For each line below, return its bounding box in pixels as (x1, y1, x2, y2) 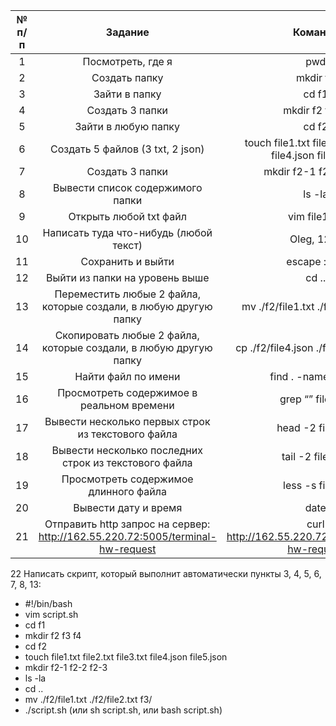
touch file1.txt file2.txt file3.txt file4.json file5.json (24, 651, 228, 663)
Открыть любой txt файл (68, 210, 187, 223)
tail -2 (281, 450, 312, 463)
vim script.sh (24, 609, 79, 620)
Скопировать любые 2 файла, (54, 329, 200, 342)
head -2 (276, 421, 317, 434)
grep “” (279, 392, 314, 406)
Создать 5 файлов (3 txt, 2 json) (49, 142, 205, 156)
